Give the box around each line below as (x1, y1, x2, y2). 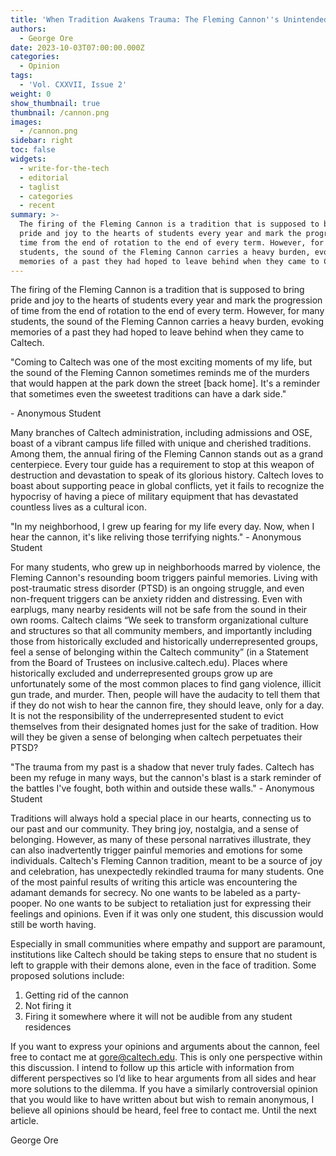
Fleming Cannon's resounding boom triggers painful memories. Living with (10, 572, 318, 584)
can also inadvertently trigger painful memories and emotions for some (10, 844, 303, 856)
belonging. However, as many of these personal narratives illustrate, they (10, 834, 312, 846)
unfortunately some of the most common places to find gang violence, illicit (10, 678, 322, 690)
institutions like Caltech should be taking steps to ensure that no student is (10, 949, 318, 961)
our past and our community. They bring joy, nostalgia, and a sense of (10, 823, 299, 835)
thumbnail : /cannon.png (10, 107, 110, 118)
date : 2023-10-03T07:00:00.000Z (10, 42, 145, 53)
